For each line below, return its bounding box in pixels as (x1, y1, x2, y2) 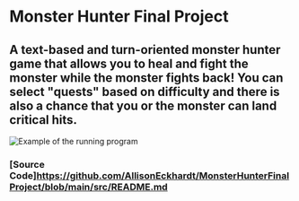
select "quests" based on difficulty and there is (9, 83, 280, 100)
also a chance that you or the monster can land (9, 98, 277, 113)
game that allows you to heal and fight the (9, 56, 249, 71)
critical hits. (9, 112, 78, 127)
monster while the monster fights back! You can (9, 70, 284, 85)
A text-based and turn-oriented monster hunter (9, 42, 281, 57)
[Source (9, 158, 45, 170)
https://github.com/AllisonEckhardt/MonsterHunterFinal (36, 169, 290, 181)
